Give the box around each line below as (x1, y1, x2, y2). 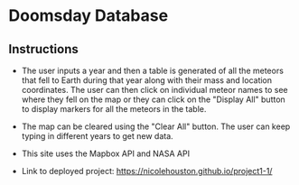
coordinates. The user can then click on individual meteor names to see (21, 85, 288, 95)
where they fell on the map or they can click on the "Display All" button (21, 94, 285, 105)
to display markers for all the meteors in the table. (21, 104, 207, 114)
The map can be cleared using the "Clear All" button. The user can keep (21, 121, 291, 132)
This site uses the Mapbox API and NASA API (21, 148, 191, 159)
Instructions (8, 42, 79, 57)
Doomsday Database (8, 5, 169, 26)
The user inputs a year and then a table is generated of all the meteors (21, 65, 284, 76)
